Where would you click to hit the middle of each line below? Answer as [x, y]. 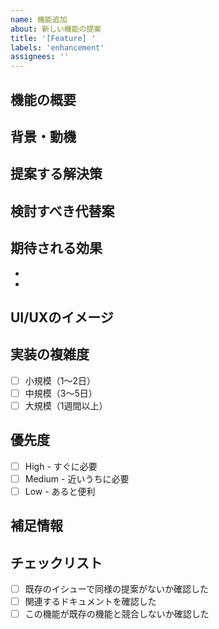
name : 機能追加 [39, 19]
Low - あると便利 [60, 491]
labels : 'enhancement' [57, 47]
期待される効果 [56, 248]
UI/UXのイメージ [62, 317]
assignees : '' [40, 57]
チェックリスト [56, 562]
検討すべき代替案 [62, 211]
